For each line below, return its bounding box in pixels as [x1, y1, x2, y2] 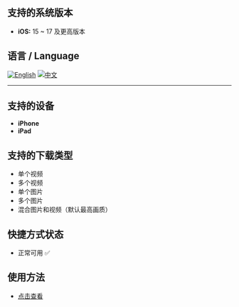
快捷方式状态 [7, 228, 64, 241]
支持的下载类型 [7, 149, 73, 161]
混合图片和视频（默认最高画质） [17, 206, 112, 214]
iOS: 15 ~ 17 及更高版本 [17, 27, 85, 36]
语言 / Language [7, 50, 80, 62]
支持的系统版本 [7, 6, 73, 19]
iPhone [17, 119, 40, 128]
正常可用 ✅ [17, 248, 51, 257]
